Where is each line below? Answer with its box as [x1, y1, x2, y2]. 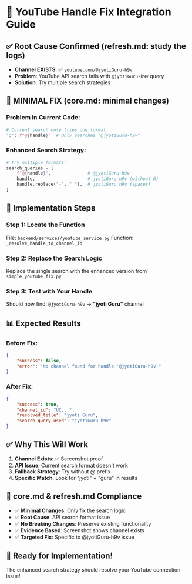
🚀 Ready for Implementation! [6, 551, 113, 561]
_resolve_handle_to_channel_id [6, 241, 83, 246]
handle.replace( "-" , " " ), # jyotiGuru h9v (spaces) [16, 182, 151, 188]
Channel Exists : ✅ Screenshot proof [14, 455, 103, 462]
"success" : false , [16, 358, 62, 363]
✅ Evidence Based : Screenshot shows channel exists [14, 526, 145, 534]
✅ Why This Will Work [6, 439, 88, 449]
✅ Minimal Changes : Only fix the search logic [14, 507, 126, 514]
